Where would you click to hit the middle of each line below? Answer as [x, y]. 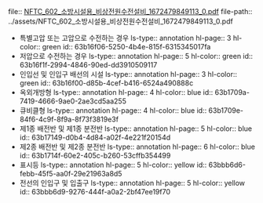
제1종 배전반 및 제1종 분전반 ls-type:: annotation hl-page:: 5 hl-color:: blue [136, 129]
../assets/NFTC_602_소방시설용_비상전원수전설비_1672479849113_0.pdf [121, 21]
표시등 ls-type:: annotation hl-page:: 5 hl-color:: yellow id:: [113, 165]
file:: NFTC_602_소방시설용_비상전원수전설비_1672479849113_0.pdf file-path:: [130, 11]
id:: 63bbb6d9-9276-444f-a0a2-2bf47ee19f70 [95, 192]
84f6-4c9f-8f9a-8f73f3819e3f [69, 119]
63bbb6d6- [227, 165]
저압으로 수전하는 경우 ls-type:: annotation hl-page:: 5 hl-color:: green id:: [136, 56]
